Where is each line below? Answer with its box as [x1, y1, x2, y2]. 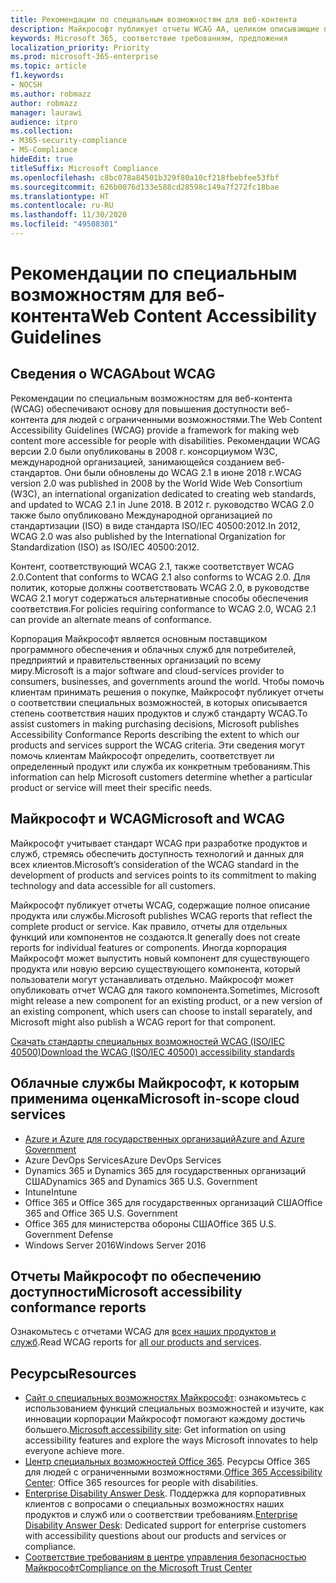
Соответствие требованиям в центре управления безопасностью [24, 1551, 307, 1563]
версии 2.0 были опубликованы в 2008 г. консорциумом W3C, [10, 445, 278, 457]
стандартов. [10, 466, 63, 478]
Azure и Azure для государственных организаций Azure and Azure [24, 1132, 305, 1145]
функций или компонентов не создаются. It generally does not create [10, 931, 301, 943]
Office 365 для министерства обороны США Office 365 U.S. [24, 1217, 277, 1230]
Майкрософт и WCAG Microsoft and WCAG [10, 811, 285, 828]
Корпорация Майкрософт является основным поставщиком [10, 632, 268, 645]
